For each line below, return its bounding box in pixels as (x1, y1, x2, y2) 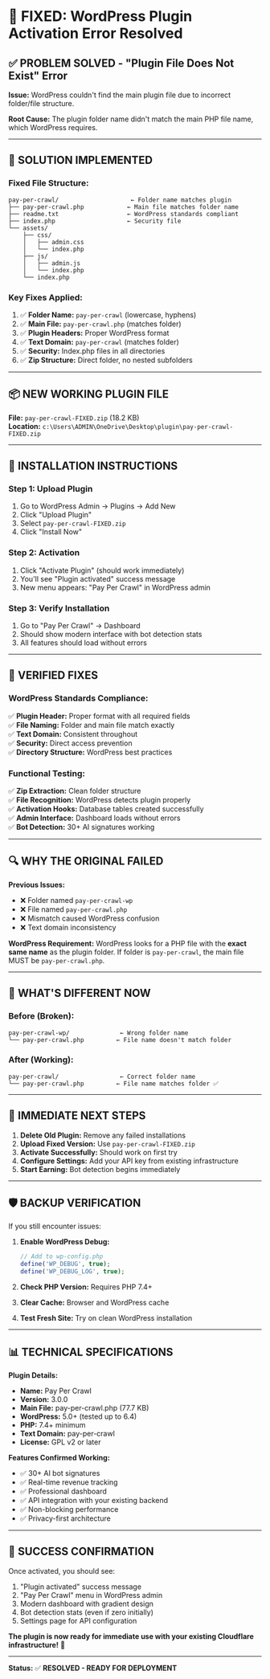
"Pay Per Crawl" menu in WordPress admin (19, 1590, 163, 1599)
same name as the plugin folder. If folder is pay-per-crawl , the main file (8, 947, 244, 957)
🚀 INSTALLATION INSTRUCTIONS (8, 460, 178, 473)
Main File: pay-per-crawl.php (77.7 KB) (19, 1403, 149, 1412)
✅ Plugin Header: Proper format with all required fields (8, 711, 190, 721)
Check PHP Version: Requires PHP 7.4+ (19, 1282, 153, 1292)
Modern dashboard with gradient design (19, 1599, 154, 1608)
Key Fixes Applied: (8, 292, 83, 303)
